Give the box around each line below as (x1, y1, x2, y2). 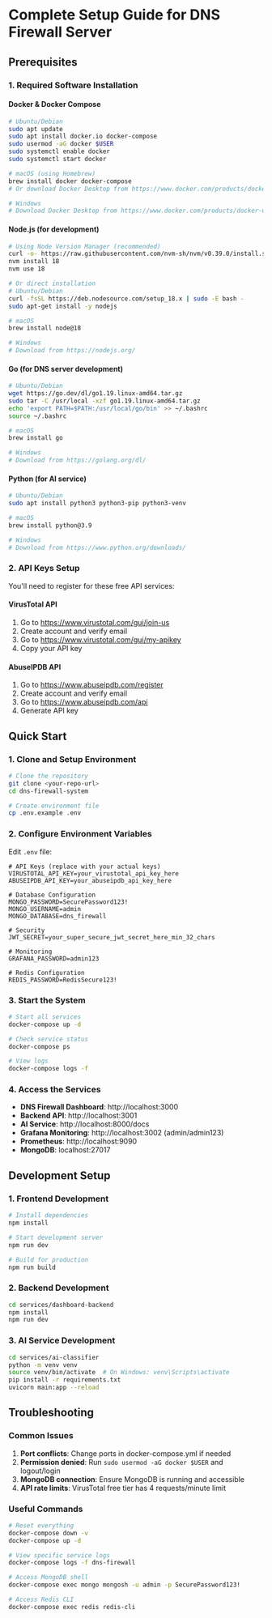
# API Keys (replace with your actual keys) (8, 862, 161, 871)
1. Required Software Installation (8, 79, 138, 91)
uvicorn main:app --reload (8, 1383, 100, 1392)
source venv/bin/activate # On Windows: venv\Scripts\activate (8, 1369, 230, 1377)
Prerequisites (8, 55, 78, 69)
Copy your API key (19, 644, 83, 654)
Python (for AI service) (8, 474, 87, 483)
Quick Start (8, 729, 67, 743)
